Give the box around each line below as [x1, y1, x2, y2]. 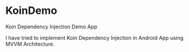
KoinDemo [5, 4, 57, 17]
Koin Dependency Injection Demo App [5, 23, 98, 30]
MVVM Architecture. [5, 40, 55, 47]
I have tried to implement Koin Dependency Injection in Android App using [5, 34, 184, 41]
